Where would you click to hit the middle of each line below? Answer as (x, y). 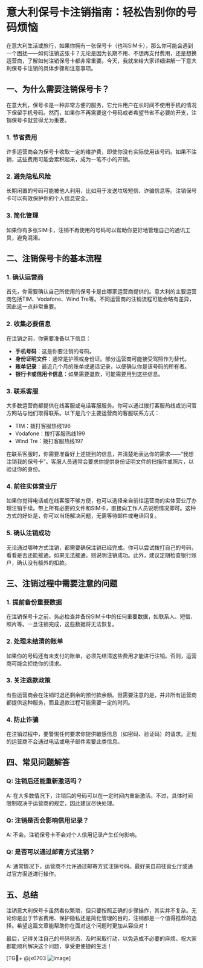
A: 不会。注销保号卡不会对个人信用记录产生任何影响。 (73, 835)
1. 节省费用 (22, 137)
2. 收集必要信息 (29, 324)
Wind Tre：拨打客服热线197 (49, 441)
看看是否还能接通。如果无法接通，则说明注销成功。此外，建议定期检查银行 (99, 555)
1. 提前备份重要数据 (34, 602)
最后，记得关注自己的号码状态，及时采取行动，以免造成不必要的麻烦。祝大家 (101, 939)
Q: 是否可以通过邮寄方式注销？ (51, 852)
